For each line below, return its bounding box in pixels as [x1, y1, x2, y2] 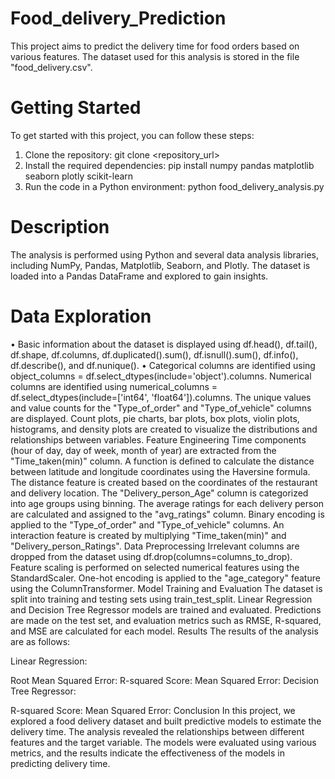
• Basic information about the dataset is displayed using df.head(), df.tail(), [10, 338, 318, 350]
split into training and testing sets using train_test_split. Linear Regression [10, 593, 313, 605]
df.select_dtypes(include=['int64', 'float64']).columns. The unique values [10, 391, 312, 403]
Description [10, 216, 110, 239]
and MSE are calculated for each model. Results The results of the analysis [10, 625, 319, 637]
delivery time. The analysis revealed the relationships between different [10, 725, 305, 737]
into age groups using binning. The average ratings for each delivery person [10, 497, 325, 509]
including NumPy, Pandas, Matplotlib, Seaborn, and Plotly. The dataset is [10, 259, 311, 271]
